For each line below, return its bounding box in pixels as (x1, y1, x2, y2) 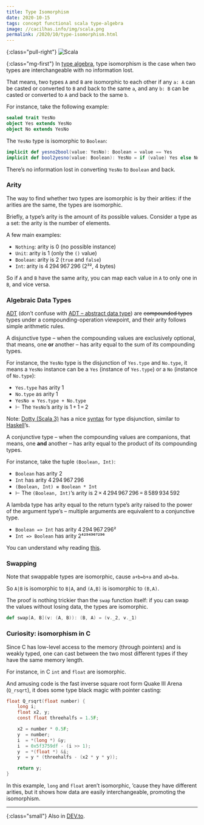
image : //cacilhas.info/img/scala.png (6, 26, 104, 32)
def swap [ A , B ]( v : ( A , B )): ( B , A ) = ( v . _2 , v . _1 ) (6, 615, 138, 621)
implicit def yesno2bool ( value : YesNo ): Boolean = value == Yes (6, 149, 172, 155)
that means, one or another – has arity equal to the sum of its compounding (6, 341, 195, 348)
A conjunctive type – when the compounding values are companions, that (6, 434, 191, 441)
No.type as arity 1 (15, 390, 59, 398)
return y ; (17, 765, 42, 771)
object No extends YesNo (6, 126, 69, 132)
